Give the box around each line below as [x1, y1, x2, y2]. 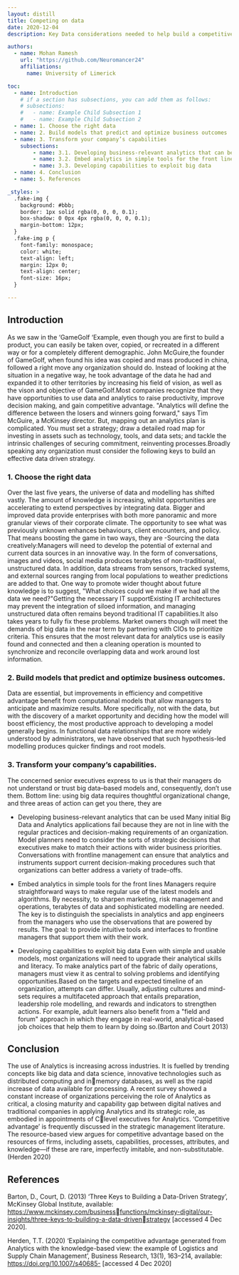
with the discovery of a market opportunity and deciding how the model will [7, 711, 229, 721]
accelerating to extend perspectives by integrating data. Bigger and [7, 503, 206, 512]
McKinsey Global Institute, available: [7, 1200, 114, 1209]
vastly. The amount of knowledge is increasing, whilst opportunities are [7, 495, 217, 504]
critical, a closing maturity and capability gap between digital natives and [7, 1099, 222, 1108]
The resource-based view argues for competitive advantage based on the [7, 1130, 224, 1139]
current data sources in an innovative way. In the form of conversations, [7, 549, 218, 557]
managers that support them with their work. [17, 933, 149, 941]
